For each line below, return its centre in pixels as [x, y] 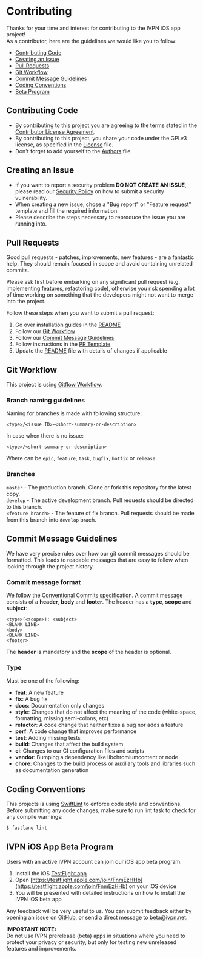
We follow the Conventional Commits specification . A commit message [95, 595]
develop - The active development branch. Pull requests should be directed [100, 500]
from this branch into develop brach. [52, 519]
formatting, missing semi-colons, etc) [62, 718]
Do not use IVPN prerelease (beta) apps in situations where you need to [96, 936]
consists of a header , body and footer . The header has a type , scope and [99, 601]
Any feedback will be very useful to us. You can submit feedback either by [99, 911]
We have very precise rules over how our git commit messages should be [98, 553]
